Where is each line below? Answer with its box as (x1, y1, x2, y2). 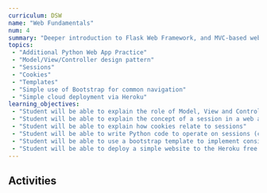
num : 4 (8, 26, 30, 34)
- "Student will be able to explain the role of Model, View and (11, 108, 233, 116)
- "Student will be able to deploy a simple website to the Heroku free (11, 145, 258, 152)
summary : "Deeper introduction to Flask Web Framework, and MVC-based (8, 33, 247, 42)
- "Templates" (11, 78, 59, 86)
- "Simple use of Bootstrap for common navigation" (11, 85, 187, 94)
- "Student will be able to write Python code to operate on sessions (11, 129, 250, 137)
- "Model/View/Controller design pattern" (11, 56, 155, 64)
